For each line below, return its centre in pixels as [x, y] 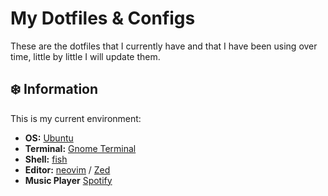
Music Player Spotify [68, 180]
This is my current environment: [76, 118]
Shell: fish [46, 159]
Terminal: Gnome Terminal [80, 148]
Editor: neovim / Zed [67, 169]
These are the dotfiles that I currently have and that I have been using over [164, 46]
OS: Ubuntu [49, 138]
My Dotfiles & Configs [103, 18]
